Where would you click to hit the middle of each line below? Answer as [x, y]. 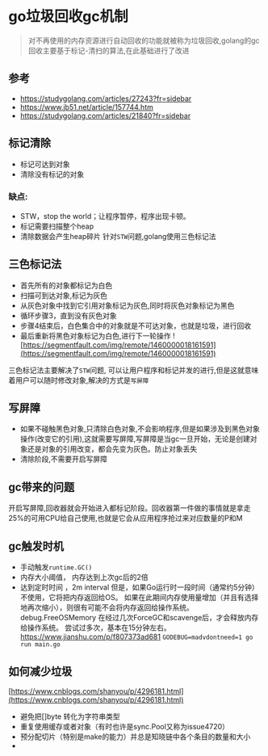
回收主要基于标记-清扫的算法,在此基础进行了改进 [109, 50]
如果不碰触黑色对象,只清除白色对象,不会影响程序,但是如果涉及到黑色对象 [140, 429]
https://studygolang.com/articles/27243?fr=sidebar [106, 99]
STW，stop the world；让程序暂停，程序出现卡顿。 [105, 216]
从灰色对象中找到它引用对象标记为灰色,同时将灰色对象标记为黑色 [127, 305]
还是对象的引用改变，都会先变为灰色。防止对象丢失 [112, 449]
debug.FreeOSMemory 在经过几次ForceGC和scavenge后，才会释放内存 [139, 618]
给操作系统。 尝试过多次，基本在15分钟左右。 [95, 628]
